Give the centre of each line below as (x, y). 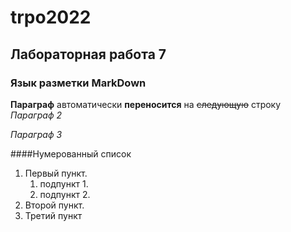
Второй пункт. (54, 205)
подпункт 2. (65, 194)
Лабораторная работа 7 (88, 54)
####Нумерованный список (71, 153)
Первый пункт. (56, 173)
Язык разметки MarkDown (78, 83)
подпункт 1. (64, 183)
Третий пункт (53, 215)
